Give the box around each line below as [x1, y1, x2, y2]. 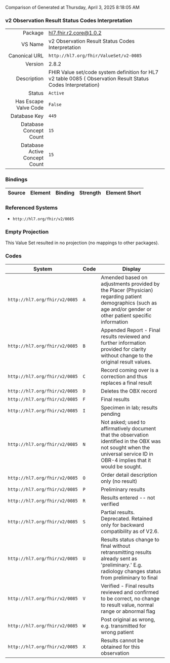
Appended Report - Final [101, 327, 160, 334]
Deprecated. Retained [101, 515, 153, 522]
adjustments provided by [101, 280, 160, 287]
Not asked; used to [101, 419, 146, 426]
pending [101, 411, 120, 418]
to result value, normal [101, 602, 154, 609]
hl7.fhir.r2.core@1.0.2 [48, 29, 102, 37]
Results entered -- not [101, 494, 155, 502]
